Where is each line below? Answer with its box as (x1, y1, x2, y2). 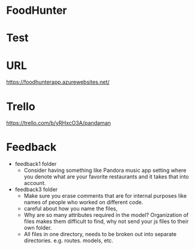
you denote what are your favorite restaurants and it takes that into (23, 173, 189, 180)
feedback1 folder (14, 160, 57, 168)
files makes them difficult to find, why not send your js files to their (23, 218, 189, 225)
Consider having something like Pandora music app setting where (23, 166, 187, 174)
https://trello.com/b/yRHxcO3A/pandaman (6, 120, 111, 127)
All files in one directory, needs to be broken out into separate (23, 231, 177, 238)
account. (23, 180, 46, 187)
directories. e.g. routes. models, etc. (23, 237, 114, 244)
